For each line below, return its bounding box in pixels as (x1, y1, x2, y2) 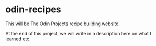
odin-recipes (5, 4, 61, 15)
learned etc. (5, 36, 31, 42)
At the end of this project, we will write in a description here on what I (5, 30, 152, 36)
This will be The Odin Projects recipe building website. (5, 20, 120, 27)
